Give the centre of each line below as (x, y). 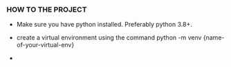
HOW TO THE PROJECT (47, 10)
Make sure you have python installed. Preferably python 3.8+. (104, 25)
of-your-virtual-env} (45, 45)
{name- (214, 38)
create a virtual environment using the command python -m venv (109, 38)
